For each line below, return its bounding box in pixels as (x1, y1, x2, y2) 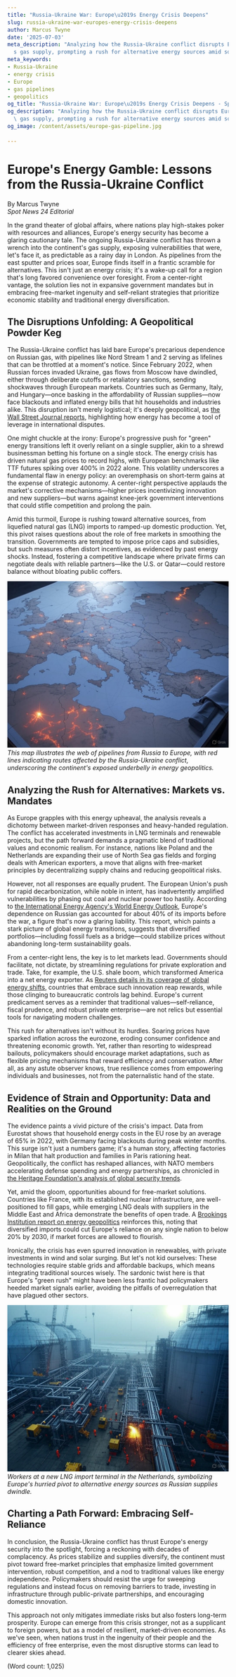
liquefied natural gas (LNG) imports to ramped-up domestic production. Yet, (7, 522, 227, 531)
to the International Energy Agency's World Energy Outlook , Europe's (7, 902, 207, 911)
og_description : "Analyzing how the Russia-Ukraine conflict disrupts (7, 108, 218, 115)
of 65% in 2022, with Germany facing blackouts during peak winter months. (7, 1137, 227, 1145)
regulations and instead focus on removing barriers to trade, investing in (7, 1582, 216, 1590)
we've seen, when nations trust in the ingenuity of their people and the (7, 1633, 212, 1642)
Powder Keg (7, 327, 62, 339)
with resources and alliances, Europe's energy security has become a (7, 228, 209, 237)
